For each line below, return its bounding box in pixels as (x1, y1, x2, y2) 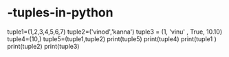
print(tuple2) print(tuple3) (7, 42, 80, 50)
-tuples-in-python (7, 5, 113, 21)
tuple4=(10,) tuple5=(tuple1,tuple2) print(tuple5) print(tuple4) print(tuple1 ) (7, 34, 217, 43)
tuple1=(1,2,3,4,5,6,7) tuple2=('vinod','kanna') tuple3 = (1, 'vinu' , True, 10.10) (7, 27, 223, 36)
